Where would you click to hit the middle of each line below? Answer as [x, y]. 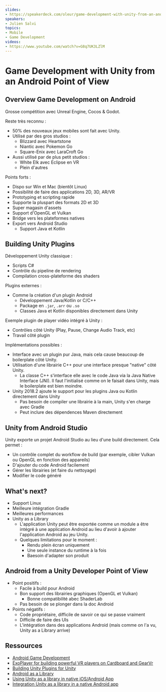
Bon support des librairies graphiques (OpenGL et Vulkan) [79, 593]
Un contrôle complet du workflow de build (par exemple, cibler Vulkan [83, 455]
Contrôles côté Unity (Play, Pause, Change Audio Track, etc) [74, 330]
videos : [13, 42]
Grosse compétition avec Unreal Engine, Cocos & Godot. [63, 111]
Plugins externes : [23, 286]
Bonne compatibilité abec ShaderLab [65, 599]
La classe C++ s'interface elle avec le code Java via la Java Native [87, 376]
